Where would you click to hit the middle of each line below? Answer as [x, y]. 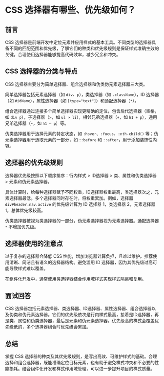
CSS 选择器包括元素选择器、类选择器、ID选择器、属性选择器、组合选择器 [78, 309]
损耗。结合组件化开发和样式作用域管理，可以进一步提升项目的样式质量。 [82, 369]
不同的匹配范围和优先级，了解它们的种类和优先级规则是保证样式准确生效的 [84, 48]
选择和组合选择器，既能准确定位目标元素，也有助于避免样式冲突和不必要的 [80, 363]
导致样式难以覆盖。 [28, 268]
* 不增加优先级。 [22, 227]
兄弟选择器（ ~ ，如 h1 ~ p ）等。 [37, 123]
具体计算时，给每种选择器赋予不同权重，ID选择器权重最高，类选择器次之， [80, 192]
